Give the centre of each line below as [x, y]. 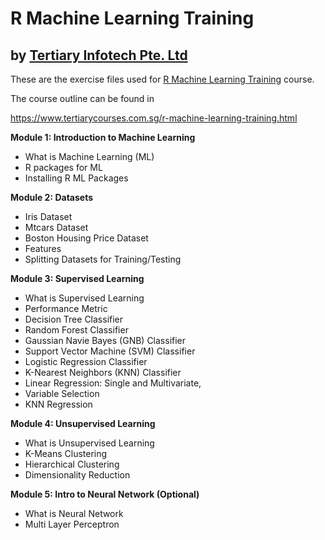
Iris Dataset [48, 216]
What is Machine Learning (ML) [89, 156]
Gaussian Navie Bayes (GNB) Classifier [105, 340]
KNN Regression [58, 404]
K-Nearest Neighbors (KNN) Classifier [103, 372]
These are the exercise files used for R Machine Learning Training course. [162, 79]
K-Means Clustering [66, 453]
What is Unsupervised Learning [89, 443]
